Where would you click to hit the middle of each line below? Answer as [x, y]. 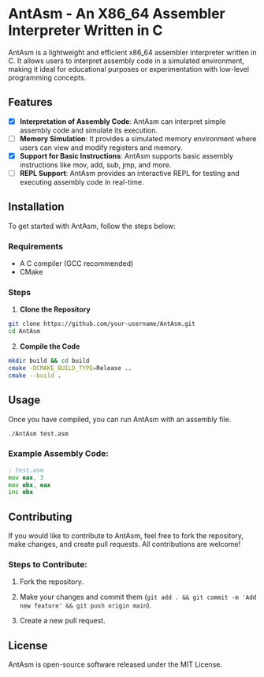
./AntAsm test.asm [38, 434]
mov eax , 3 [26, 477]
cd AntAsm [24, 331]
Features [30, 102]
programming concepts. [47, 77]
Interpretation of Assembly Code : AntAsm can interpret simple [123, 121]
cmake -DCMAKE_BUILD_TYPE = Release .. [70, 368]
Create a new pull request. [62, 621]
